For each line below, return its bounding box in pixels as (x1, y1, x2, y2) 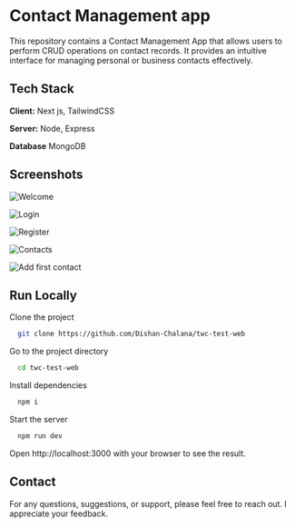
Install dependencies (9, 380, 88, 391)
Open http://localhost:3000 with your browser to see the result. (9, 447, 247, 459)
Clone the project (9, 312, 74, 323)
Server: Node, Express (9, 123, 95, 134)
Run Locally (9, 287, 77, 303)
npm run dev (17, 432, 64, 441)
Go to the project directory (9, 346, 109, 357)
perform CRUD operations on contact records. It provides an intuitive (9, 45, 268, 55)
